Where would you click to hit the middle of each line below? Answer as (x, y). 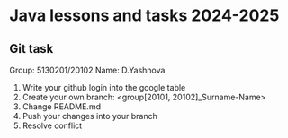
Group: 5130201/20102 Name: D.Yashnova (87, 70)
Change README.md (62, 107)
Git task (31, 49)
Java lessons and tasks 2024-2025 (144, 16)
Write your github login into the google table (104, 87)
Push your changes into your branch (90, 116)
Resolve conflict (52, 125)
